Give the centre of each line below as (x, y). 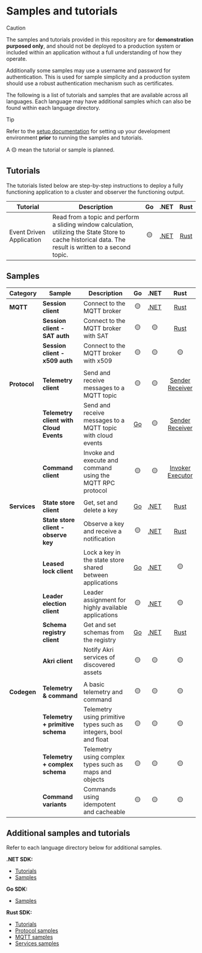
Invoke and (99, 453)
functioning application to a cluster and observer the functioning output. (96, 192)
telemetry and (103, 692)
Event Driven (27, 232)
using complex (104, 757)
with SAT (96, 336)
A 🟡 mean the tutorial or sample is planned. (60, 150)
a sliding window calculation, (93, 225)
